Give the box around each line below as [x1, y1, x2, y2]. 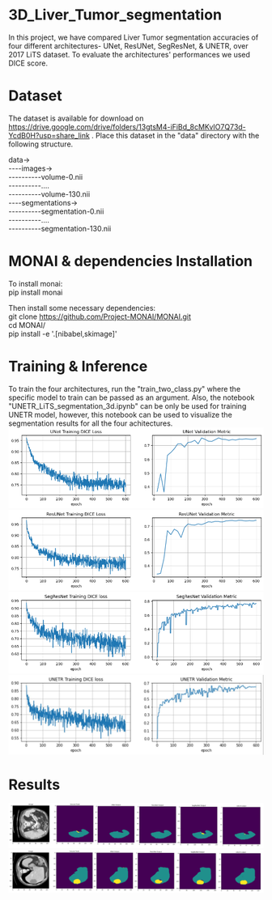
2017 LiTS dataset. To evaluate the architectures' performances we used [8, 49, 251, 59]
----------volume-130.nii [8, 189, 91, 199]
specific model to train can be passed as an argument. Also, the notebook [8, 393, 255, 402]
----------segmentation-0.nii [8, 206, 104, 216]
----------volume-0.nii [8, 172, 83, 181]
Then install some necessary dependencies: [8, 303, 156, 312]
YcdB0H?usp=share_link [8, 130, 91, 140]
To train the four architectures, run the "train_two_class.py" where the [8, 384, 241, 393]
